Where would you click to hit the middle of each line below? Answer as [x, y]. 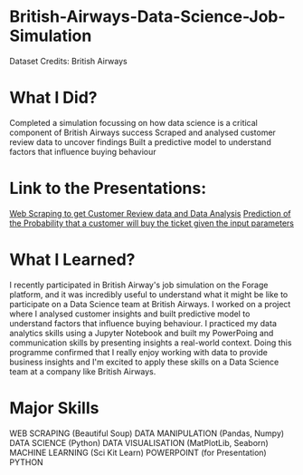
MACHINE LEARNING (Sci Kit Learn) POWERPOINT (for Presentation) [138, 452]
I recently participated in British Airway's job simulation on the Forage [139, 285]
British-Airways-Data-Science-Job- [148, 17]
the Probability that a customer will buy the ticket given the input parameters [152, 223]
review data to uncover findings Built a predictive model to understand [140, 141]
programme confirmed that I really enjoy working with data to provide [139, 352]
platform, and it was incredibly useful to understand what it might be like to [149, 294]
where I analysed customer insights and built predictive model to [130, 314]
